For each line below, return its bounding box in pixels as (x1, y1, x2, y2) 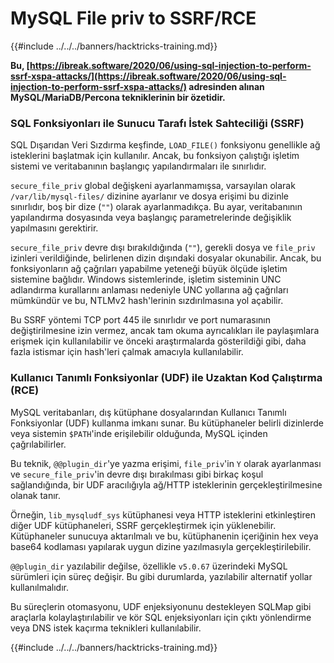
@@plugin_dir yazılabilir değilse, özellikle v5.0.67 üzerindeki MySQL (10, 560, 288, 572)
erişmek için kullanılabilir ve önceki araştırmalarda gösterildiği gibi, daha (10, 335, 307, 347)
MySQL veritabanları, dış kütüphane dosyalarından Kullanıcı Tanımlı (10, 406, 287, 418)
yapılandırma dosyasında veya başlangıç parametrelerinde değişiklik (10, 212, 292, 224)
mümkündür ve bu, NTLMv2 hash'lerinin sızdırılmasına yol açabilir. (10, 295, 284, 307)
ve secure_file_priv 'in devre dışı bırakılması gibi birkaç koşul (10, 468, 264, 480)
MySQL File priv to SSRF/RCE (10, 7, 257, 30)
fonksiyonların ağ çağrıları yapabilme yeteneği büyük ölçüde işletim (10, 263, 288, 275)
